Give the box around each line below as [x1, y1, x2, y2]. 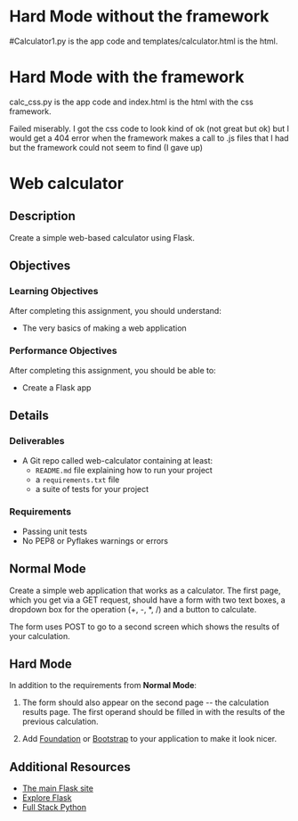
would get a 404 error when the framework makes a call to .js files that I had [9, 132, 289, 144]
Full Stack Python [21, 802, 87, 813]
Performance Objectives [9, 345, 117, 357]
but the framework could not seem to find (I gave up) [9, 142, 203, 152]
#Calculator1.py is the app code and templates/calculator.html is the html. [9, 36, 278, 46]
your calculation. [9, 630, 71, 641]
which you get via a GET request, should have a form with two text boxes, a [9, 595, 286, 605]
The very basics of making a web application [21, 323, 187, 333]
